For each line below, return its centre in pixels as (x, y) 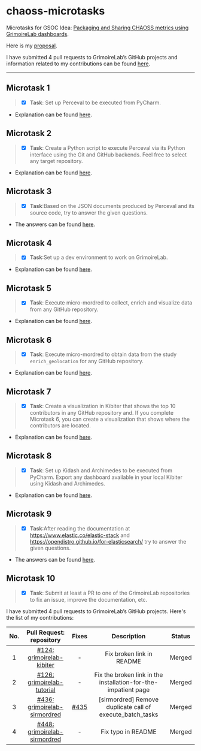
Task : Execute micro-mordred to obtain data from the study (103, 354)
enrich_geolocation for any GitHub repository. (86, 361)
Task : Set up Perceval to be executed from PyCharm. (95, 102)
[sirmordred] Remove (129, 699)
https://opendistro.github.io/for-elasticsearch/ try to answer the (108, 541)
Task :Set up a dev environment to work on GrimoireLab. (99, 257)
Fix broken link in (128, 653)
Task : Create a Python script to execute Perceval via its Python (107, 147)
